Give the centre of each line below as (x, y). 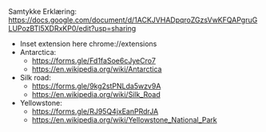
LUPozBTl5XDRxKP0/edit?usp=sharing (72, 28)
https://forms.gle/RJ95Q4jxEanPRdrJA (95, 111)
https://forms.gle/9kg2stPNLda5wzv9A (96, 86)
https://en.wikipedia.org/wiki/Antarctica (97, 69)
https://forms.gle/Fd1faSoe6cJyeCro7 (93, 60)
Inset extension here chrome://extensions (88, 44)
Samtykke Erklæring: (43, 12)
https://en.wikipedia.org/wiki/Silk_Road (96, 94)
